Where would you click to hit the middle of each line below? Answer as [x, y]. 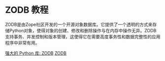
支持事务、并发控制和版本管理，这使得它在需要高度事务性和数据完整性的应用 [83, 37]
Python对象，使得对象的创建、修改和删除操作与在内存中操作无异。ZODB [83, 30]
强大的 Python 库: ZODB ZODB [36, 53]
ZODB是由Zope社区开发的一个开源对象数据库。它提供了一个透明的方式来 [79, 24]
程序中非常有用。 [22, 42]
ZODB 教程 [27, 10]
